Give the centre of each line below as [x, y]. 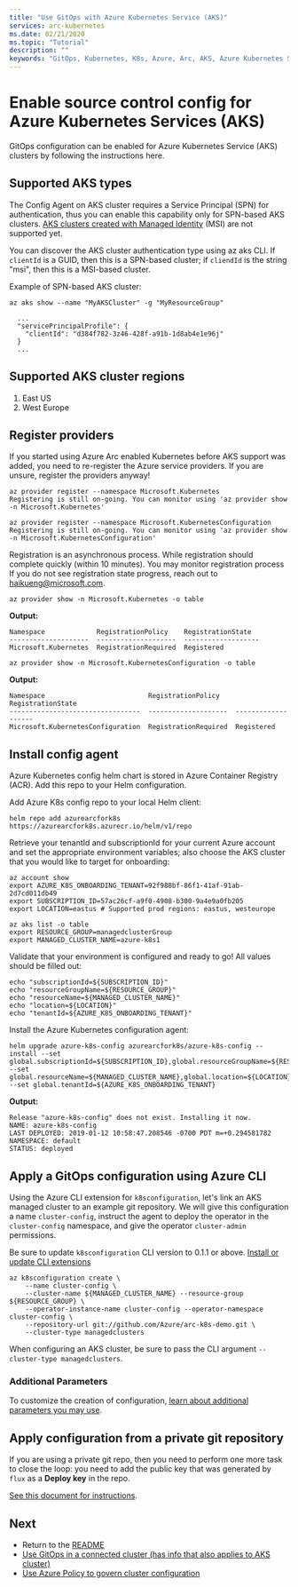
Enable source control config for [130, 103]
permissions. [33, 1235]
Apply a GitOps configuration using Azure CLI [138, 1176]
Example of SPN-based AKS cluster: [75, 286]
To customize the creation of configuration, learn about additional [129, 1401]
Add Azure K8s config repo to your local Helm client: [106, 802]
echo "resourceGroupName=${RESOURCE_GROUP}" [93, 990]
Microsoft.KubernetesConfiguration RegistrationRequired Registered [142, 727]
